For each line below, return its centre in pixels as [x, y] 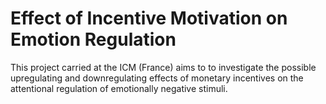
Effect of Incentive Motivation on [149, 18]
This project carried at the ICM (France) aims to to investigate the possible [163, 67]
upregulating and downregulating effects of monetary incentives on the [157, 78]
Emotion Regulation [93, 39]
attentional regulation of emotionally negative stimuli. [119, 88]
